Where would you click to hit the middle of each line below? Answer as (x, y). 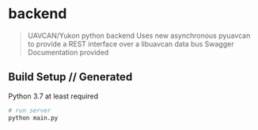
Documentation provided (68, 52)
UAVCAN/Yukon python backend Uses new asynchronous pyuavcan (139, 35)
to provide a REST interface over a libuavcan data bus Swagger (131, 43)
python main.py (33, 118)
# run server (30, 110)
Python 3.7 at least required (53, 96)
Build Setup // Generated (70, 77)
